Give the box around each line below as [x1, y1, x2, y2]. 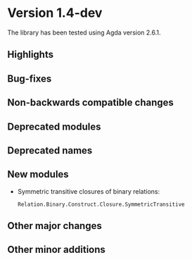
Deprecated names [7, 144, 93, 156]
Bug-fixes [7, 73, 52, 85]
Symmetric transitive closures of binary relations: [17, 187, 160, 195]
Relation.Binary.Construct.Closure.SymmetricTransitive [17, 201, 185, 208]
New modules [7, 168, 69, 180]
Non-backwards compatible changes [7, 97, 174, 109]
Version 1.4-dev [7, 5, 103, 21]
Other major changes [7, 220, 102, 232]
